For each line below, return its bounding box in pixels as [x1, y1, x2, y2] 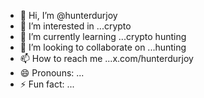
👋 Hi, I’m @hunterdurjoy [19, 10, 118, 21]
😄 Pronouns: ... [19, 67, 85, 79]
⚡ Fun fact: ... [19, 78, 75, 90]
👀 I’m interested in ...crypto [19, 20, 132, 32]
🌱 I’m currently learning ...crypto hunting [19, 31, 187, 42]
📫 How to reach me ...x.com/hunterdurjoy [19, 53, 194, 64]
